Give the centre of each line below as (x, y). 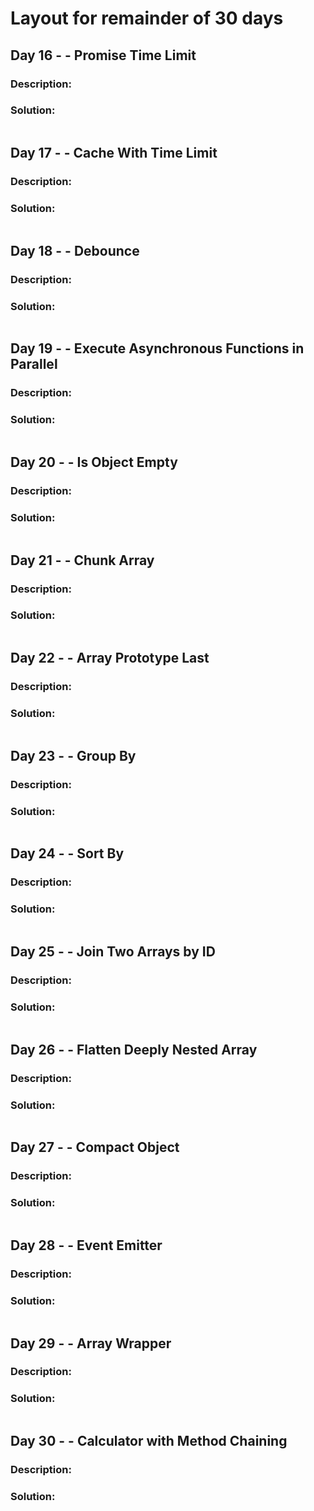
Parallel (34, 364)
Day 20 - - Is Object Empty (94, 462)
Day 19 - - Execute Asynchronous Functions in (157, 348)
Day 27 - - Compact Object (95, 1147)
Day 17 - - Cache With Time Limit (114, 153)
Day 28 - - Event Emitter (86, 1245)
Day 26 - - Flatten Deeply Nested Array (134, 1049)
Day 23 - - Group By (73, 755)
